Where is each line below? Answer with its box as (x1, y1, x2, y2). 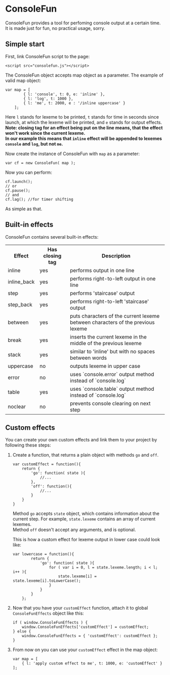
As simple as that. (5, 206, 42, 212)
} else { (12, 629, 31, 634)
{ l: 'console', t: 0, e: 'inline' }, (23, 92, 105, 97)
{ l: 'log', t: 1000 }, (23, 96, 73, 101)
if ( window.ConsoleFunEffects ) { (12, 620, 88, 625)
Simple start (5, 40, 45, 49)
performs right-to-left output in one (70, 275, 156, 282)
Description (102, 252, 131, 259)
